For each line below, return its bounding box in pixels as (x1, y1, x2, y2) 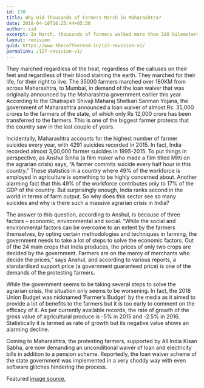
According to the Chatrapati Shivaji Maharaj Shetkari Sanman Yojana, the (6, 97, 189, 104)
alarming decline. (6, 326, 50, 333)
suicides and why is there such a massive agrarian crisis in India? (6, 199, 169, 206)
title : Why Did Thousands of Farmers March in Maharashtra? (6, 15, 162, 21)
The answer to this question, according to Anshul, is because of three (6, 210, 180, 218)
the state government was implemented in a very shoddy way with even (6, 356, 186, 364)
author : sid (6, 25, 36, 32)
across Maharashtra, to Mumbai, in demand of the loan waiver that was (6, 84, 185, 92)
